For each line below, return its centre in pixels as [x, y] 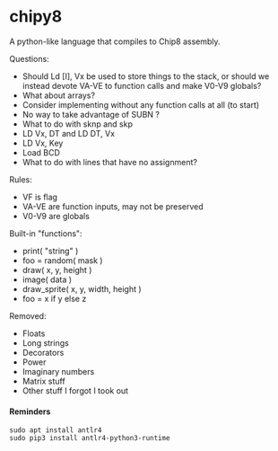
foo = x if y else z [54, 298]
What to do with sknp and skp [77, 124]
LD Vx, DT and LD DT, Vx [68, 133]
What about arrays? [59, 95]
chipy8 [36, 17]
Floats [34, 333]
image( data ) [47, 279]
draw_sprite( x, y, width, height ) [82, 288]
